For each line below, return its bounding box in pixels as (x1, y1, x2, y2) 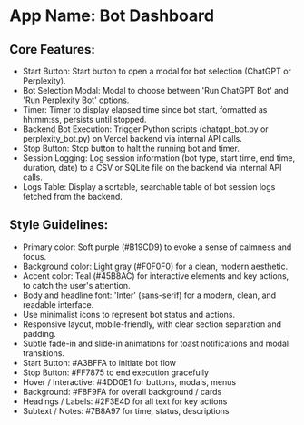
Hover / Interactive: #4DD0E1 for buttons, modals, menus (22, 376, 237, 387)
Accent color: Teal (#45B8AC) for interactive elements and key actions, (22, 270, 289, 282)
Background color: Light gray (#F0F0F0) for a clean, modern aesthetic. (22, 261, 289, 272)
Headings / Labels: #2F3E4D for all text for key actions (22, 396, 228, 407)
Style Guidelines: (9, 217, 109, 232)
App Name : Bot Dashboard (9, 5, 215, 26)
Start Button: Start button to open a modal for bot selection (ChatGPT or (22, 65, 292, 76)
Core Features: (9, 42, 95, 57)
